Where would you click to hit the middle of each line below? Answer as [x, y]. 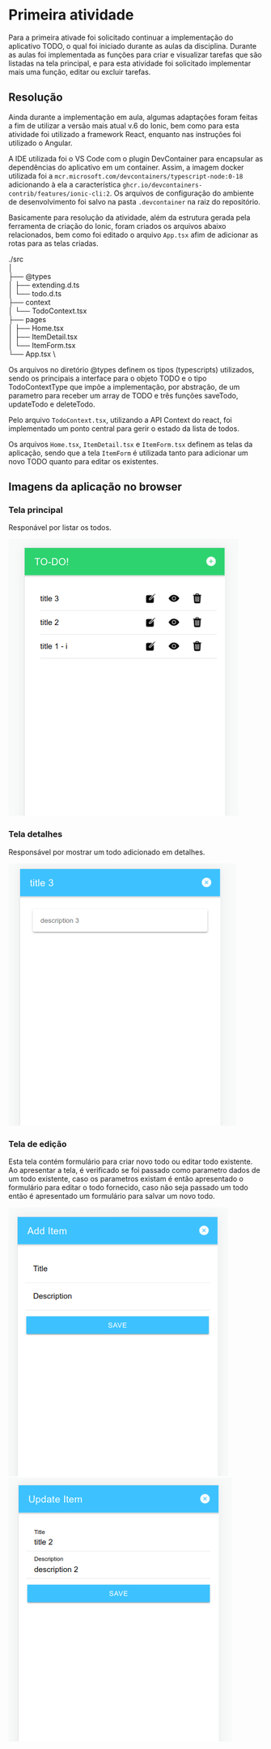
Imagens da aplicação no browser [95, 487]
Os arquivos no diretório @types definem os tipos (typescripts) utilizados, [131, 369]
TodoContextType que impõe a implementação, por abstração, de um [124, 386]
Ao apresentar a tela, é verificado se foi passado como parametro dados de [134, 1170]
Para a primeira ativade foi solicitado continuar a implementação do [121, 37]
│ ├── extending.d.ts [44, 285]
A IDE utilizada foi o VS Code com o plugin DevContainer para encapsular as [136, 158]
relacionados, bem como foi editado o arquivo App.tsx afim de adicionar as [133, 235]
